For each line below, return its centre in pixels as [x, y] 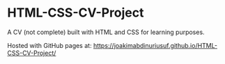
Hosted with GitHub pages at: [49, 45]
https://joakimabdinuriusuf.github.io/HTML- [155, 45]
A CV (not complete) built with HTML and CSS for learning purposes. [106, 32]
